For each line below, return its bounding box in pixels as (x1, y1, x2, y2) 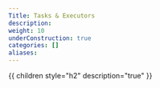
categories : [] (8, 42, 59, 50)
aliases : (8, 49, 38, 57)
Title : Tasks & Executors (8, 11, 95, 20)
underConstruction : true (8, 34, 92, 42)
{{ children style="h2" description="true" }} (8, 71, 153, 80)
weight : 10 (8, 26, 45, 34)
